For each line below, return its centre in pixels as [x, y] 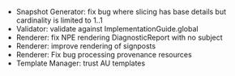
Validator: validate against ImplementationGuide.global [107, 29]
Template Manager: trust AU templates [81, 63]
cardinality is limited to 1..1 [59, 20]
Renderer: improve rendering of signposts [86, 46]
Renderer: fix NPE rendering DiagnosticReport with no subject [119, 37]
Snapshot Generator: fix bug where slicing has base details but [121, 12]
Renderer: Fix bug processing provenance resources [104, 55]
